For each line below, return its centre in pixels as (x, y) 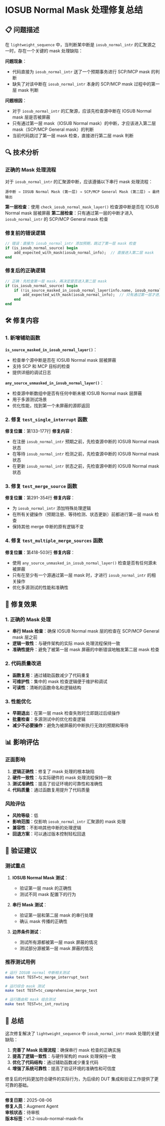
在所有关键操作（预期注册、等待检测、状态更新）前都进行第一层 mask (83, 515)
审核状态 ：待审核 (22, 1112)
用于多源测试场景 (29, 399)
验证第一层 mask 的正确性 (46, 888)
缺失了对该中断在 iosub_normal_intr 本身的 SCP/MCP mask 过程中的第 (84, 84)
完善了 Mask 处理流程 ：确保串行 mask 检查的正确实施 (67, 1050)
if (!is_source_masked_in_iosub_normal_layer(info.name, (73, 290)
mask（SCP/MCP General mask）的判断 (53, 129)
